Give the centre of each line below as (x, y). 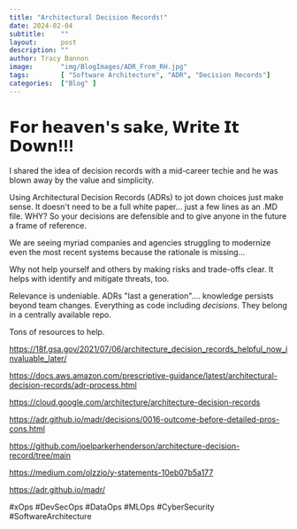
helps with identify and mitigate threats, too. (89, 278)
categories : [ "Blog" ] (53, 83)
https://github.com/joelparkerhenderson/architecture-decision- (125, 446)
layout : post (43, 42)
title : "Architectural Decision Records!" (88, 17)
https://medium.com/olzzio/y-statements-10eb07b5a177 (111, 472)
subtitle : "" (39, 34)
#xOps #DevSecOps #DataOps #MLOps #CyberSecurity (112, 507)
